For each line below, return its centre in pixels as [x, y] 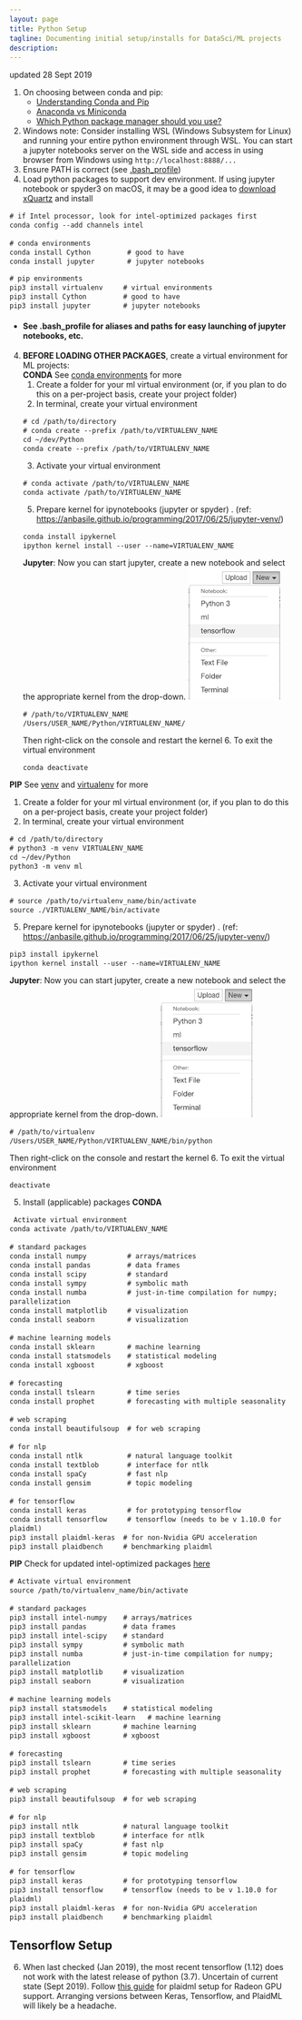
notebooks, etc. [53, 335]
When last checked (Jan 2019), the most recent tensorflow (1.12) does [153, 1967]
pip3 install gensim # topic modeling [99, 1854]
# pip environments [46, 279]
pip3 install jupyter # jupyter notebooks [105, 306]
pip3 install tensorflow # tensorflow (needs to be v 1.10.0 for [144, 1890]
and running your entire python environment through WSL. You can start [157, 141]
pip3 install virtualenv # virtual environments [111, 288]
